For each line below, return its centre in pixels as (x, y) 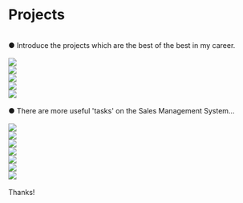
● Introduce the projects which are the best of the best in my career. (122, 45)
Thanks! (22, 192)
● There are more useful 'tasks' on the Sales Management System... (121, 110)
